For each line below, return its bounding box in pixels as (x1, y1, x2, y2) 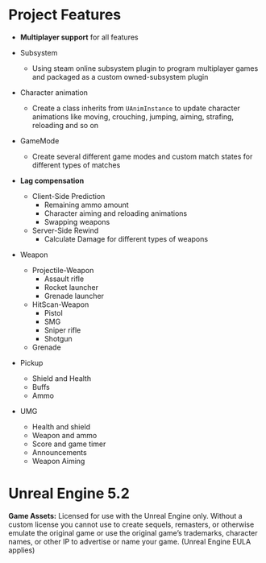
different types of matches (31, 159, 121, 170)
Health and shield (31, 421, 91, 432)
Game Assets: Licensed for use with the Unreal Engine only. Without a (8, 511, 243, 520)
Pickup (19, 358, 44, 367)
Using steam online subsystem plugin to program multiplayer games (31, 63, 259, 73)
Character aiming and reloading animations (44, 208, 188, 218)
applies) (8, 545, 35, 555)
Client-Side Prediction (31, 191, 106, 201)
